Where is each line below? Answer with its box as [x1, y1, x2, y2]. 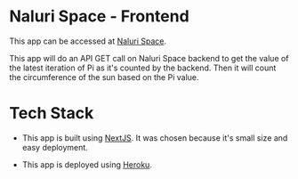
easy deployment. [21, 142, 89, 152]
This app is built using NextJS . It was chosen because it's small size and [21, 132, 288, 143]
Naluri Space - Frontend [9, 6, 189, 27]
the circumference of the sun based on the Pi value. [9, 71, 199, 82]
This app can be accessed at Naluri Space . [9, 36, 167, 46]
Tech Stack [9, 103, 94, 124]
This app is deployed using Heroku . [21, 159, 153, 170]
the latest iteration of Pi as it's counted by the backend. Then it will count [9, 62, 277, 73]
